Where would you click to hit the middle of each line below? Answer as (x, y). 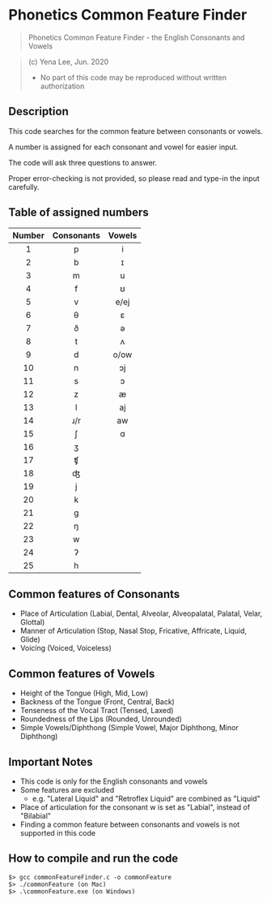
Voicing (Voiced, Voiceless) (66, 648)
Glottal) (32, 622)
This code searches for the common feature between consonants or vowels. (135, 131)
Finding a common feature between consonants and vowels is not (130, 824)
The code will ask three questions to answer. (83, 162)
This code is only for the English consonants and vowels (114, 781)
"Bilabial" (35, 816)
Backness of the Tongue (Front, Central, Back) (97, 702)
